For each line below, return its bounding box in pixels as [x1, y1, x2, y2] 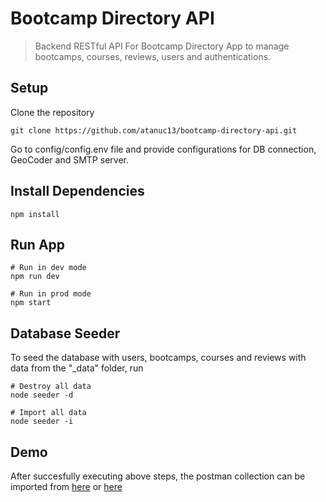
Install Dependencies [10, 183, 145, 200]
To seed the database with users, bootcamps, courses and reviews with [10, 352, 307, 364]
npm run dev [10, 272, 60, 282]
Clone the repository [10, 106, 95, 118]
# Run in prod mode [10, 289, 92, 299]
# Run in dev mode [10, 263, 87, 273]
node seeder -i [10, 417, 74, 427]
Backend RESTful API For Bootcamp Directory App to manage [34, 40, 290, 52]
